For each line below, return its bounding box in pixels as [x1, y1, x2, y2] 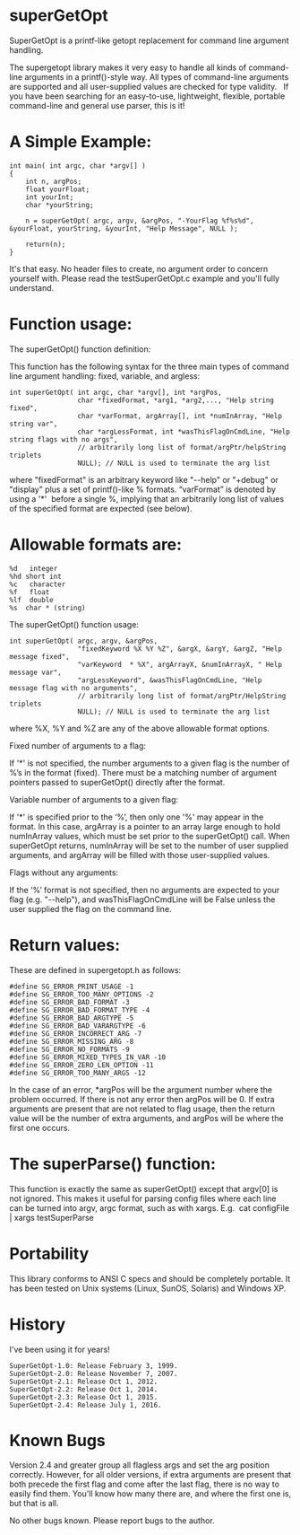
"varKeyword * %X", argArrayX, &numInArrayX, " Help [77, 660, 282, 669]
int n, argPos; [25, 177, 82, 186]
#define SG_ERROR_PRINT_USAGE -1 [9, 982, 134, 991]
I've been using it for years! [9, 1344, 110, 1355]
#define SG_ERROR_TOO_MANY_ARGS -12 [9, 1068, 146, 1077]
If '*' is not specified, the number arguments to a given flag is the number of [9, 758, 290, 768]
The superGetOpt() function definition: [9, 343, 151, 355]
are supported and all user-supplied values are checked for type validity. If [9, 81, 289, 92]
